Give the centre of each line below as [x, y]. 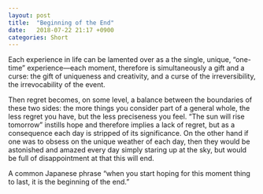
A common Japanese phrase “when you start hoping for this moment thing [129, 174]
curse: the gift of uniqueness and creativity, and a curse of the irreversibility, [132, 76]
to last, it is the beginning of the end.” [69, 182]
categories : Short [38, 37]
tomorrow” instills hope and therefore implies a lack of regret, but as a [122, 125]
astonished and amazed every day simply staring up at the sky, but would [127, 150]
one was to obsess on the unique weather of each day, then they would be [129, 141]
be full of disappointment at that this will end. [81, 159]
